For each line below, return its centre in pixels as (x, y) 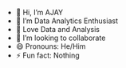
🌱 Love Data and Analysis (57, 29)
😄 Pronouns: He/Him (51, 46)
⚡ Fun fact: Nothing (47, 55)
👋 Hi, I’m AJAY (39, 12)
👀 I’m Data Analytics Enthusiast (67, 21)
